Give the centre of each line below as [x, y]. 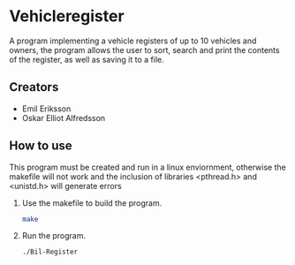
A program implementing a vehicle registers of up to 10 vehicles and [133, 41]
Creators [34, 87]
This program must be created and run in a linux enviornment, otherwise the [148, 167]
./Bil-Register [50, 252]
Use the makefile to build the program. [92, 203]
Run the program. [54, 236]
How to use [41, 146]
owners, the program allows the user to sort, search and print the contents [144, 49]
